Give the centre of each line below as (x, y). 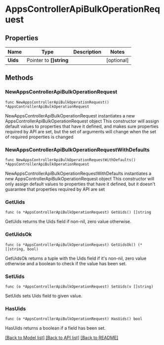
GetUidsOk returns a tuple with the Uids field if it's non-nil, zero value (76, 258)
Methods (19, 78)
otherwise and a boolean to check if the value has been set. (66, 263)
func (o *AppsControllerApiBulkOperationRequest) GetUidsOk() (70, 245)
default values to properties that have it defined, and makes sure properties (82, 126)
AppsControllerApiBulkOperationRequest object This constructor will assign (82, 121)
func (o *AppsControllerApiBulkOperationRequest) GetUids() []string (78, 212)
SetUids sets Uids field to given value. (44, 295)
